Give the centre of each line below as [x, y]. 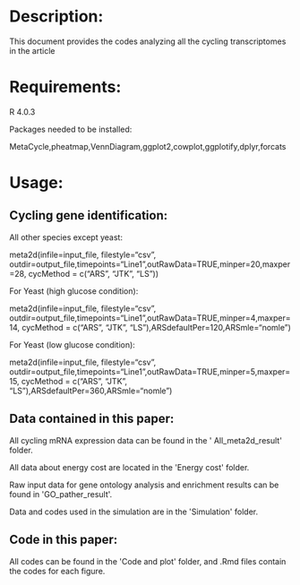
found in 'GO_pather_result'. [61, 494]
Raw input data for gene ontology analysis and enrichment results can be [144, 485]
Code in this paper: [64, 540]
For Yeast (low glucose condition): [73, 344]
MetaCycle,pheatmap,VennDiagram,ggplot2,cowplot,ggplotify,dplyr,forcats [148, 146]
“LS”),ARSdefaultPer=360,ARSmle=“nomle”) [91, 391]
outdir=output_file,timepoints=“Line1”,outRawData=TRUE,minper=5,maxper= [150, 371]
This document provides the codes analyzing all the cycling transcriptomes [148, 41]
